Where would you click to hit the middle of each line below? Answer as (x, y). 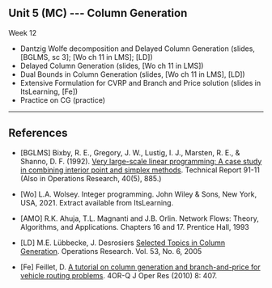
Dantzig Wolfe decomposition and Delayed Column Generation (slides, (137, 49)
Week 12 (23, 32)
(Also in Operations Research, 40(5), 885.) (91, 178)
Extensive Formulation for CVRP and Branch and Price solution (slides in (140, 83)
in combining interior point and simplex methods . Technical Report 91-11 (140, 170)
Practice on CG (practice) (63, 100)
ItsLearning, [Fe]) (49, 91)
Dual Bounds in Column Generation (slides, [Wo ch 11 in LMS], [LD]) (132, 74)
